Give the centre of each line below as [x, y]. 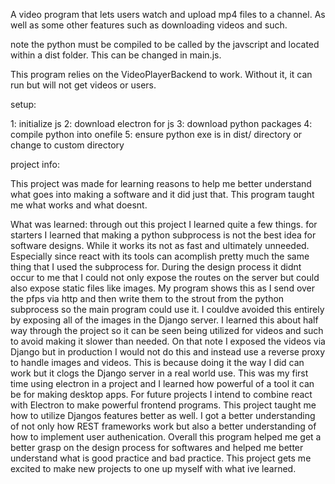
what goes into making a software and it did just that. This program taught [162, 194]
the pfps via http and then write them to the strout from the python [147, 298]
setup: [23, 104]
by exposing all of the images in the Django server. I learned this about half [164, 320]
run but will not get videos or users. [83, 85]
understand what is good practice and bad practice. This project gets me [161, 458]
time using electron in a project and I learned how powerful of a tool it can [162, 383]
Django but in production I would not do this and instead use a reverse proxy [168, 352]
